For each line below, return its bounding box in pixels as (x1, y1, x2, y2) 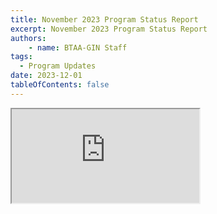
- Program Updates (19, 61, 97, 71)
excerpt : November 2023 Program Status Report (10, 24, 208, 34)
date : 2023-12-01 (10, 71, 83, 81)
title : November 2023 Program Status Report (10, 14, 199, 25)
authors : (10, 33, 47, 43)
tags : (10, 52, 33, 62)
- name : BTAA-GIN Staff (28, 42, 128, 53)
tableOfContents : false (10, 80, 110, 90)
